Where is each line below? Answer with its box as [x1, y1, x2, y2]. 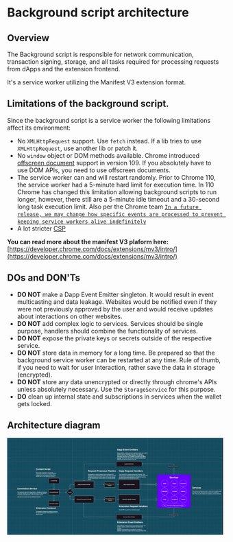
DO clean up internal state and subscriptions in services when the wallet [16, 392, 221, 401]
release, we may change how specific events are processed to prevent [16, 211, 223, 217]
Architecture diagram [7, 420, 101, 432]
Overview [7, 32, 50, 44]
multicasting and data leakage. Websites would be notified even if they [16, 297, 217, 306]
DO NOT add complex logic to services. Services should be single [16, 319, 204, 327]
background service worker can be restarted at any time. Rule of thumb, [16, 355, 221, 364]
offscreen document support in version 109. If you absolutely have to [16, 158, 212, 167]
